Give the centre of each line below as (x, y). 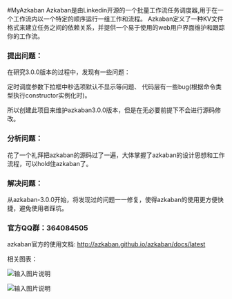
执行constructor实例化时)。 (52, 96)
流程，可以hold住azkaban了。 (50, 163)
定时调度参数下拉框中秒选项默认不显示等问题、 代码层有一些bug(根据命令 (112, 87)
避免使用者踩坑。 (43, 208)
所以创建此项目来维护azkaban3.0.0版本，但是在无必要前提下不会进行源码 (111, 110)
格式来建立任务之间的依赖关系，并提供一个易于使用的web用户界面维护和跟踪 (116, 27)
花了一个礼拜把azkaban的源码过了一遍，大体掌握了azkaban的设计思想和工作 (116, 155)
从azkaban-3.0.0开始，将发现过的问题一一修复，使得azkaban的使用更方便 (113, 199)
